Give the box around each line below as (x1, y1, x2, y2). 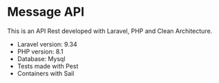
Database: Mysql (17, 54, 66, 62)
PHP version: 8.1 (17, 47, 64, 56)
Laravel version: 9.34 (17, 40, 77, 48)
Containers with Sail (17, 69, 75, 78)
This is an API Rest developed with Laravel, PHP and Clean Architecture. (7, 27, 213, 35)
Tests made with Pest (17, 62, 79, 70)
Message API (7, 4, 85, 20)
